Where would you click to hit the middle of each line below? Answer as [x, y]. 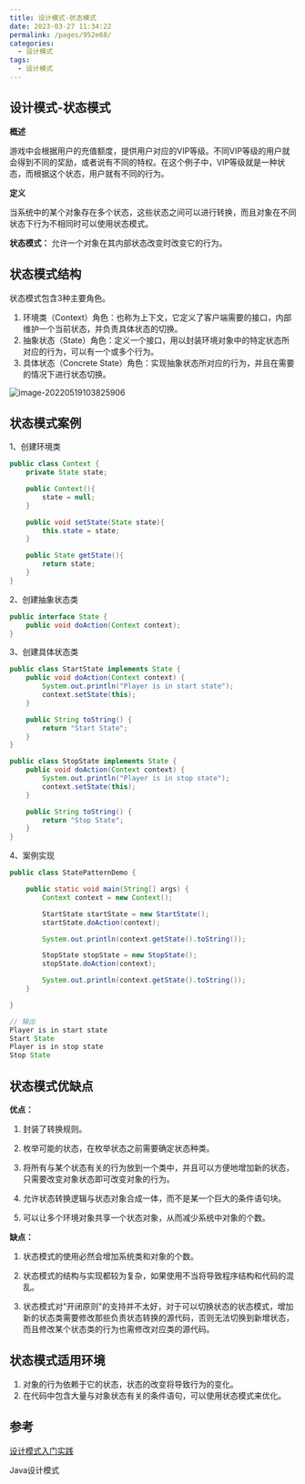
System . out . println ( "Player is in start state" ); [138, 686]
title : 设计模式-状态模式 [53, 18]
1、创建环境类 [35, 447]
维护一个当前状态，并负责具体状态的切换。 [102, 328]
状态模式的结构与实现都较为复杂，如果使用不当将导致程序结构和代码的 [154, 1276]
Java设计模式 [35, 1469]
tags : [20, 60]
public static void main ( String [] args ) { [107, 889]
